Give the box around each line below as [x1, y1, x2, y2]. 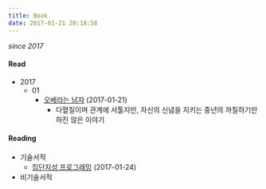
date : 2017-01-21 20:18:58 [8, 19, 98, 27]
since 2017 [8, 41, 44, 50]
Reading [8, 133, 37, 144]
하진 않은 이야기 [55, 115, 105, 124]
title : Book [8, 11, 48, 20]
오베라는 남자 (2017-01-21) [43, 95, 127, 104]
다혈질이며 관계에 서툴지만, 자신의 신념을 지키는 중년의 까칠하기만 [55, 104, 258, 114]
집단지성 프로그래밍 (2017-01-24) [31, 162, 137, 171]
